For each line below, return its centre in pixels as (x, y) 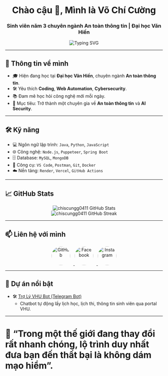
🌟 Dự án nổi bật (29, 284)
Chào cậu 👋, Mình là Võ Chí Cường (84, 10)
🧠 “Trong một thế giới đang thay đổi (80, 334)
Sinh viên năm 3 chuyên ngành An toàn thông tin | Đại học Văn (84, 26)
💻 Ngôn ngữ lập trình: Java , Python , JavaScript (61, 145)
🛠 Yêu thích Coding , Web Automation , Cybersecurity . (69, 89)
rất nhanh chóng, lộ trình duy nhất (77, 344)
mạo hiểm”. (29, 365)
